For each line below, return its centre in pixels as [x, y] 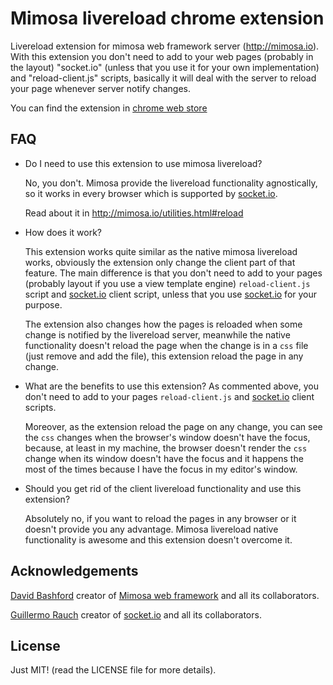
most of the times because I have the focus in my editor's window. [161, 469]
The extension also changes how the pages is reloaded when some [163, 324]
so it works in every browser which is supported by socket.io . [151, 193]
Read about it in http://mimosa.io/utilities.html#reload [134, 213]
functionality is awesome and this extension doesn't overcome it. [158, 539]
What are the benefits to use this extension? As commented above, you [172, 386]
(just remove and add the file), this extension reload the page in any [164, 356]
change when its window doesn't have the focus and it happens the [164, 458]
